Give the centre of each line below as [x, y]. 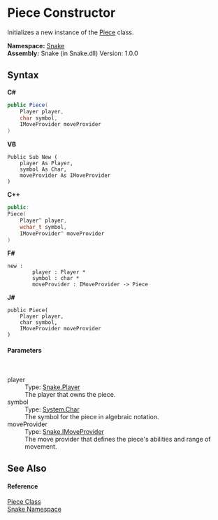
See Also [27, 468]
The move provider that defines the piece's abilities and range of [118, 439]
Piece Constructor [61, 13]
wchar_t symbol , [44, 227]
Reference [23, 486]
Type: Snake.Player [52, 387]
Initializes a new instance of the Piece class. [71, 32]
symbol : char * [56, 279]
